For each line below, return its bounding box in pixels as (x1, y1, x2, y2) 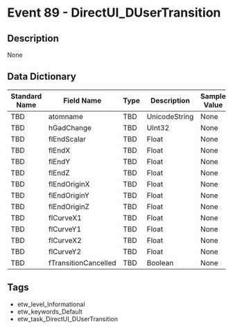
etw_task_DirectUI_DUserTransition (17, 314, 118, 323)
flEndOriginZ (48, 202, 90, 211)
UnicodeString (146, 112, 194, 121)
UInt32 (146, 123, 170, 132)
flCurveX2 (48, 235, 82, 245)
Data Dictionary (7, 71, 76, 82)
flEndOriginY (48, 190, 90, 200)
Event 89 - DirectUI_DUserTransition (7, 5, 221, 21)
